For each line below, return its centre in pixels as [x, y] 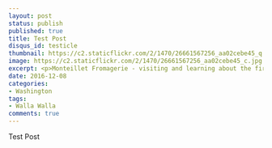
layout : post [30, 16]
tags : [17, 99]
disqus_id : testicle [43, 46]
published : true [36, 31]
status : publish [36, 23]
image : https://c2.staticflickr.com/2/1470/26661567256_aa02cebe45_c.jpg [136, 61]
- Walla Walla [32, 106]
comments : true [34, 114]
